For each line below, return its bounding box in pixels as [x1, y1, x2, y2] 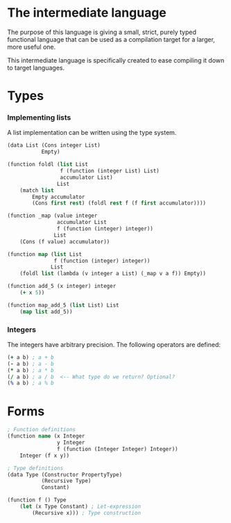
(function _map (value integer [7, 212, 98, 220]
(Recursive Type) [41, 478, 92, 485]
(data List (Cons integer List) [7, 142, 101, 149]
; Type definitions [7, 465, 64, 472]
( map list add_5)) [19, 308, 73, 315]
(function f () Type [7, 497, 67, 504]
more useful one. [7, 42, 56, 51]
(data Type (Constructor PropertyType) [7, 471, 123, 478]
